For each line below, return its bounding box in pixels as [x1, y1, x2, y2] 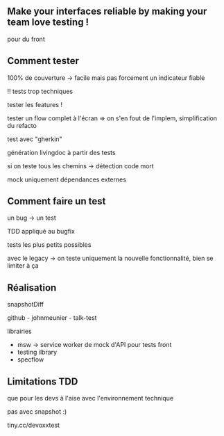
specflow [17, 355, 44, 364]
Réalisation [7, 282, 57, 293]
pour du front [7, 35, 45, 43]
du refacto [7, 121, 37, 129]
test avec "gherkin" [7, 135, 62, 143]
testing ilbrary [17, 348, 58, 357]
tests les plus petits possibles [7, 241, 92, 249]
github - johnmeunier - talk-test [7, 314, 97, 322]
